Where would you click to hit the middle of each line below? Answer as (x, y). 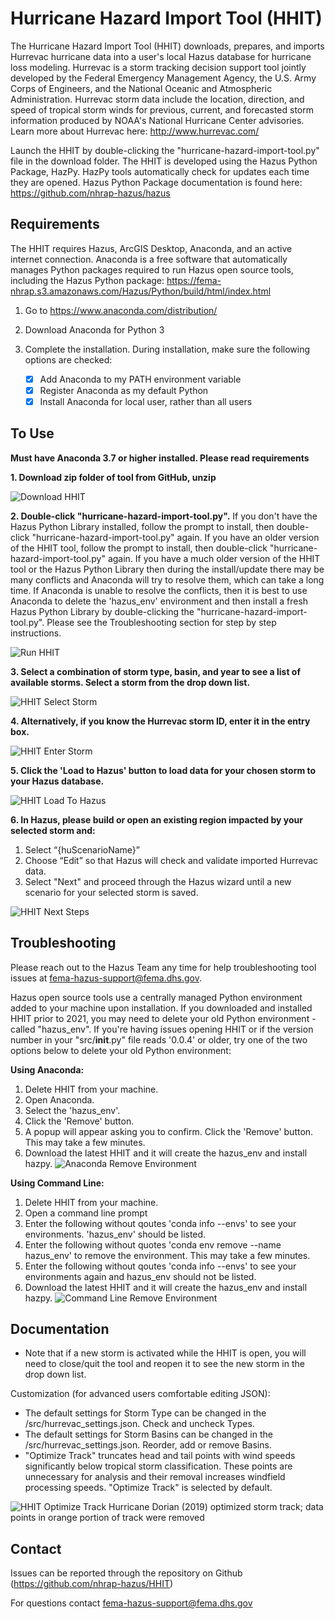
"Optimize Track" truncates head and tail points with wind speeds (160, 1456)
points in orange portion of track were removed (107, 1518)
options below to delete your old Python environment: (121, 1050)
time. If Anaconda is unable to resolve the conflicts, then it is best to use (159, 590)
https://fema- (194, 280)
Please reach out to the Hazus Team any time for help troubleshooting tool (163, 967)
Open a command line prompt (86, 1213)
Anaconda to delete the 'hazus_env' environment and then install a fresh (159, 601)
